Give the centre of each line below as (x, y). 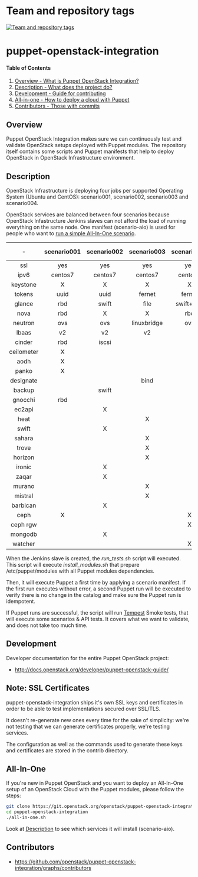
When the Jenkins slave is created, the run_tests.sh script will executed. (93, 558)
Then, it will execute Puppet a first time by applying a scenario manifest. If (96, 582)
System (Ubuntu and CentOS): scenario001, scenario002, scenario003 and (97, 197)
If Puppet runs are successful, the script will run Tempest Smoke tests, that (97, 612)
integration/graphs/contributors (53, 868)
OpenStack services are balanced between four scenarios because (88, 215)
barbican (24, 505)
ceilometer (24, 352)
